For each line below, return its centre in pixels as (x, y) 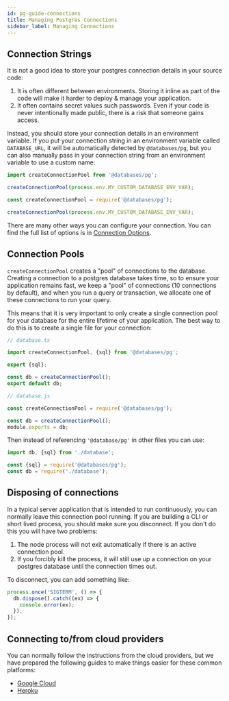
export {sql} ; (27, 365)
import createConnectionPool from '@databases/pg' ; (82, 175)
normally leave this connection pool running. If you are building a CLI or (108, 516)
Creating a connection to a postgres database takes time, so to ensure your (113, 278)
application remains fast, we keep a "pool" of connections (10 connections (112, 285)
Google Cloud (36, 683)
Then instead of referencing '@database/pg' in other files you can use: (106, 440)
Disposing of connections (63, 493)
